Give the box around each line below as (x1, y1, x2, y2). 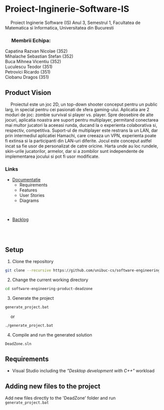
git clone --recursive (5, 268, 51, 273)
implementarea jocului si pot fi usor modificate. (5, 153, 100, 160)
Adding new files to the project (5, 382, 101, 390)
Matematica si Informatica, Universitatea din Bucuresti (5, 24, 114, 30)
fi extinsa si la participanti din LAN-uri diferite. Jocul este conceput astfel (5, 138, 152, 144)
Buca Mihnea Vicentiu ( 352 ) (5, 59, 61, 65)
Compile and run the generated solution (12, 332, 93, 338)
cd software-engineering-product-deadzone (5, 287, 93, 291)
